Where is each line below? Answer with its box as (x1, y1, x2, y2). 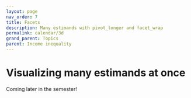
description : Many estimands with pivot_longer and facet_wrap (6, 24, 164, 31)
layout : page (6, 8, 38, 15)
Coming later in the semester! (6, 85, 77, 92)
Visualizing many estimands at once (6, 66, 186, 79)
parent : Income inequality (6, 41, 72, 47)
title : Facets (6, 19, 41, 25)
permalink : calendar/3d (6, 30, 64, 36)
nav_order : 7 (6, 14, 38, 20)
